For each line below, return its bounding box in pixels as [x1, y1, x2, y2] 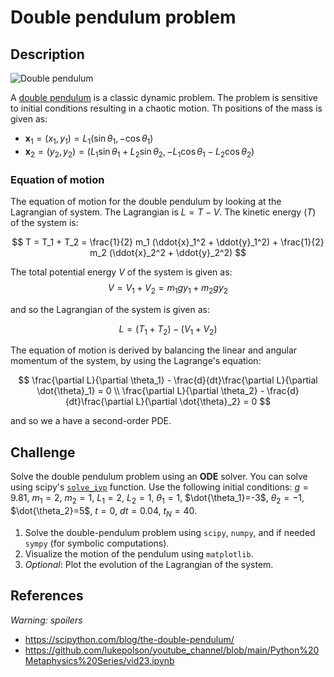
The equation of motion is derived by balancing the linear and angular [10, 344, 298, 356]
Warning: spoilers [10, 614, 83, 626]
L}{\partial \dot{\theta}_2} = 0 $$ [135, 396, 272, 408]
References [10, 587, 84, 605]
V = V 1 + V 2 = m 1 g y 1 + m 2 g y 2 [108, 281, 228, 296]
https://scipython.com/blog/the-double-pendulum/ [24, 633, 235, 645]
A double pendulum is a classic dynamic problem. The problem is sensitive [10, 92, 318, 103]
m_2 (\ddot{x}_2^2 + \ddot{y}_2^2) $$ [89, 246, 247, 258]
